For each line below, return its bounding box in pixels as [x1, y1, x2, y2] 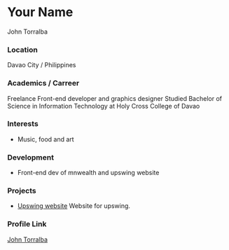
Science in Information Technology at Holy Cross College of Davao [7, 102, 200, 110]
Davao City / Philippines [7, 61, 76, 69]
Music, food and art [17, 134, 75, 144]
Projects [7, 186, 36, 196]
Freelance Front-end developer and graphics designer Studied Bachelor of [7, 94, 223, 102]
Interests [7, 119, 39, 129]
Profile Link [7, 219, 47, 229]
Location [7, 45, 39, 55]
